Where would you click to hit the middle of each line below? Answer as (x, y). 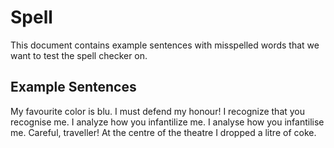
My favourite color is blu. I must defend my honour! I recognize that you (158, 111)
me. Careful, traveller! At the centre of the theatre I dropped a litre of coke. (163, 132)
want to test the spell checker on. (79, 55)
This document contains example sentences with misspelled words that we (165, 45)
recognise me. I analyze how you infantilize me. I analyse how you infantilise (167, 122)
